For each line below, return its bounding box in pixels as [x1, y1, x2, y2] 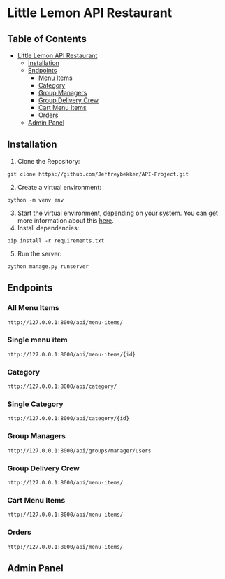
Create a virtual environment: [17, 183, 101, 191]
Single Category [7, 399, 64, 409]
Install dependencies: [17, 223, 80, 232]
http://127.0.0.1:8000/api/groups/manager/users [7, 447, 152, 454]
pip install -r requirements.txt [7, 237, 105, 244]
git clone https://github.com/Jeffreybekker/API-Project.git [7, 170, 189, 178]
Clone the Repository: [17, 157, 80, 165]
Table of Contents [7, 33, 87, 45]
